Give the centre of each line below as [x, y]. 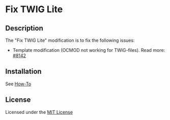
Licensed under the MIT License [39, 112]
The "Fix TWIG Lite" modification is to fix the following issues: [70, 40]
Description [24, 28]
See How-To [18, 84]
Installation [23, 71]
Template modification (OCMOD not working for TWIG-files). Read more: [89, 50]
